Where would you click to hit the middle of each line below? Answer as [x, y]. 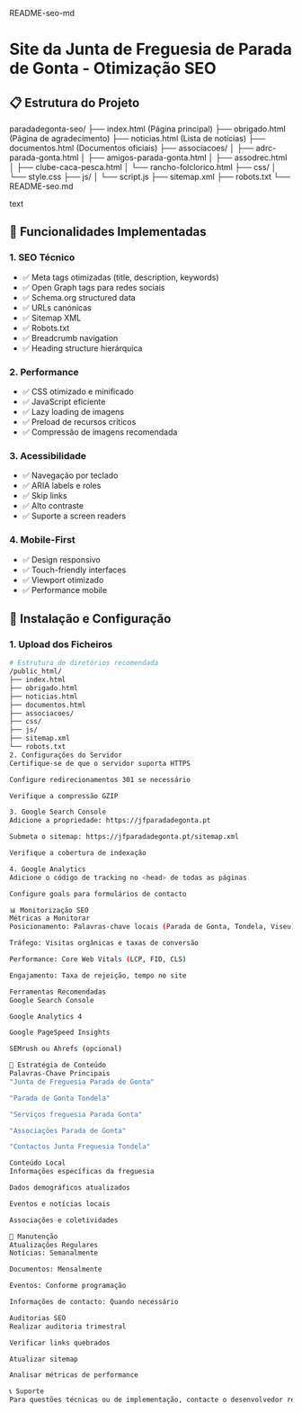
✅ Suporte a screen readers [74, 516]
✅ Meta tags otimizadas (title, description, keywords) [120, 277]
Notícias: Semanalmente [54, 1253]
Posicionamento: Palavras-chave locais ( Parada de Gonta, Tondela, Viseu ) [152, 927]
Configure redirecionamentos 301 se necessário [100, 779]
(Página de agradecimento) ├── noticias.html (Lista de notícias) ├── [138, 138]
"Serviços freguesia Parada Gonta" [76, 1114]
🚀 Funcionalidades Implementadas [108, 232]
